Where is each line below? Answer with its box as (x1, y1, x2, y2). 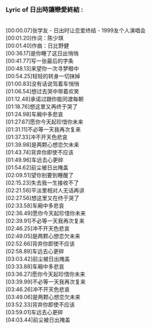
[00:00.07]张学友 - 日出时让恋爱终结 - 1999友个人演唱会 (5, 27, 146, 34)
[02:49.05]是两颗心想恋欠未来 (5, 233, 80, 240)
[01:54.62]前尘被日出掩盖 (5, 164, 69, 171)
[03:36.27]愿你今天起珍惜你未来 (5, 271, 86, 278)
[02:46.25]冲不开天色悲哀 (5, 225, 70, 232)
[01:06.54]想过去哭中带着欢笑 (5, 88, 80, 95)
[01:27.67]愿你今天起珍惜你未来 (5, 118, 83, 126)
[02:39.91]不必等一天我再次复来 (5, 218, 85, 225)
